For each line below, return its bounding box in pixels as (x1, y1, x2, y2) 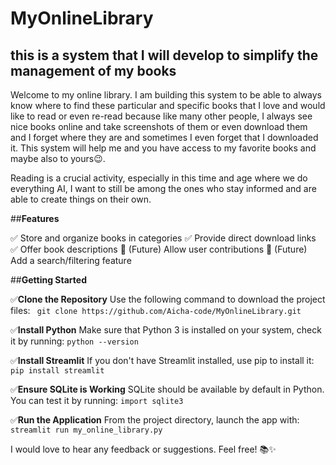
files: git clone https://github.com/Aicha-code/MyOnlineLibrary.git (10, 305, 302, 316)
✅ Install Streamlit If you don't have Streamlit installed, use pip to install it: (10, 355, 315, 366)
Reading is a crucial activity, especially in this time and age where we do (10, 172, 308, 184)
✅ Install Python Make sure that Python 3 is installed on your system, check (10, 324, 322, 336)
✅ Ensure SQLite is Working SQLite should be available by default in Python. (10, 383, 325, 395)
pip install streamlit (10, 366, 105, 376)
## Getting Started (10, 274, 87, 286)
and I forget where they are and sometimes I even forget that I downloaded (10, 132, 319, 143)
